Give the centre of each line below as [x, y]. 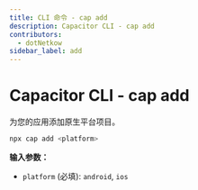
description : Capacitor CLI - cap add [82, 26]
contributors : [36, 34]
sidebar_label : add [46, 51]
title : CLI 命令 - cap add [58, 18]
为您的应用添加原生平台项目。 [64, 122]
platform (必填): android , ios [75, 176]
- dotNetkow [40, 43]
